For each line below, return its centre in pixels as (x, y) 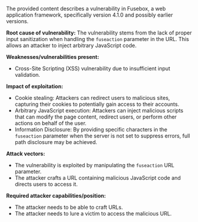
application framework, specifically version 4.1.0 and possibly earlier (90, 15)
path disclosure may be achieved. (56, 142)
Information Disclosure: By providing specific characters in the (91, 129)
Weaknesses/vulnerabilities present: (53, 57)
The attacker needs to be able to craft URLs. (69, 207)
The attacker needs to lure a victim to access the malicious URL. (93, 213)
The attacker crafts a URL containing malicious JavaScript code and (98, 178)
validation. (27, 75)
